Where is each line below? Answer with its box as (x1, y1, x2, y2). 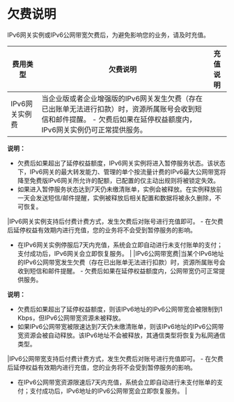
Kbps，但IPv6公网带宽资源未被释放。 (17, 314, 125, 322)
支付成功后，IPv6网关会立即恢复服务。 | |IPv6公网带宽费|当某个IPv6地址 (17, 249, 224, 257)
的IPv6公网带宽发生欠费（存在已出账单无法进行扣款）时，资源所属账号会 (17, 258, 226, 266)
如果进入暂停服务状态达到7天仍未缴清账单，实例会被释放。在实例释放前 (17, 185, 223, 193)
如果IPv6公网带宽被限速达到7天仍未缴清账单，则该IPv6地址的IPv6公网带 (17, 322, 224, 330)
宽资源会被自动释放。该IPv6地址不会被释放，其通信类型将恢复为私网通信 (17, 331, 226, 339)
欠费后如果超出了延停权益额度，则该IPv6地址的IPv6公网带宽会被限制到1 (17, 305, 223, 313)
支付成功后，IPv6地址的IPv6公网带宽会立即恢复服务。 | (29, 387, 187, 395)
